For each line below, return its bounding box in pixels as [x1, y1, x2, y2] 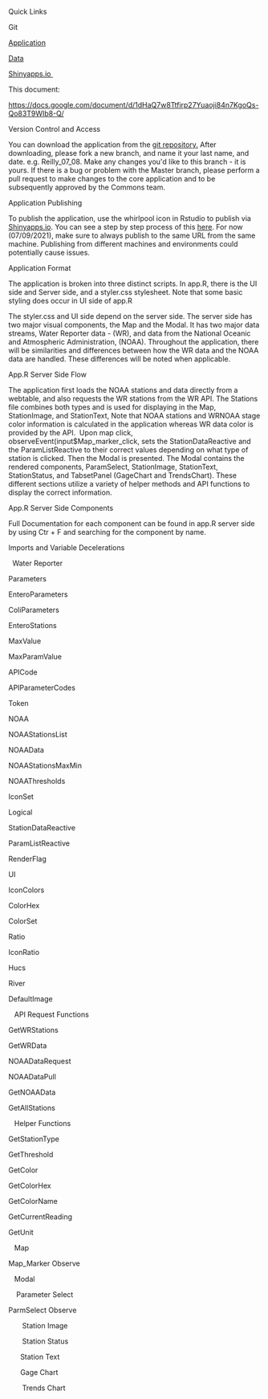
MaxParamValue [8, 652, 63, 661]
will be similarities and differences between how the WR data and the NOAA [8, 345, 259, 355]
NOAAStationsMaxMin [8, 761, 83, 770]
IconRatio [8, 948, 40, 956]
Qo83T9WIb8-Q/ [8, 108, 64, 118]
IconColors [8, 885, 45, 895]
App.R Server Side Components [8, 504, 114, 512]
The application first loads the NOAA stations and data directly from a [8, 385, 238, 394]
